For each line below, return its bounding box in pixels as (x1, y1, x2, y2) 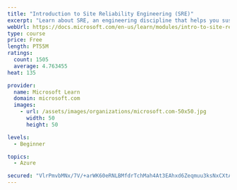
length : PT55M (7, 43, 49, 50)
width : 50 (25, 115, 55, 122)
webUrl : (7, 23, 30, 30)
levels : (7, 134, 30, 141)
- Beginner (13, 140, 46, 148)
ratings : (7, 50, 33, 57)
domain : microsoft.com (13, 95, 80, 102)
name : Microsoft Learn (13, 89, 80, 96)
